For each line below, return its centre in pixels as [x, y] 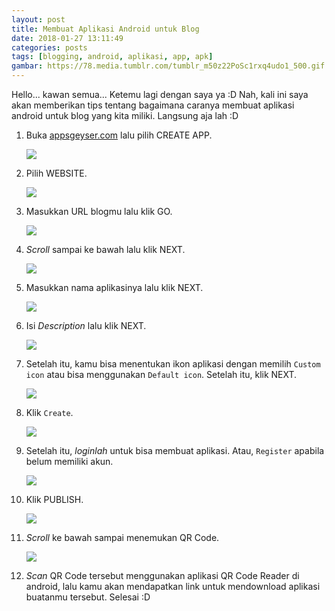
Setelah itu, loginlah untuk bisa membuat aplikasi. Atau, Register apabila [175, 450]
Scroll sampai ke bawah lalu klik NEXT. [105, 249]
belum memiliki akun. [69, 461]
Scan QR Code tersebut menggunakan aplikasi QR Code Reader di [162, 575]
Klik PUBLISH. [54, 499]
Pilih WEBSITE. [56, 173]
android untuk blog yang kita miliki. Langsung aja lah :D [125, 115]
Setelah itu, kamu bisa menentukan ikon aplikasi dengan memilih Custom [173, 364]
